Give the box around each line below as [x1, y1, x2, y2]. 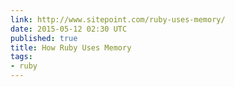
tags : [10, 52, 33, 62]
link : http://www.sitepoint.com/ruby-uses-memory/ [10, 14, 226, 25]
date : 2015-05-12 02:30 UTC [10, 24, 128, 34]
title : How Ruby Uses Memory [10, 42, 132, 53]
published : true [10, 33, 78, 43]
